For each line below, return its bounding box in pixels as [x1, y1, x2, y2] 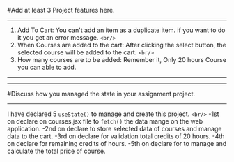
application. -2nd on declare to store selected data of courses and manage [7, 125, 222, 133]
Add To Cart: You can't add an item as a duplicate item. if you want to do [17, 26, 226, 34]
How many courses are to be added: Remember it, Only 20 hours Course [17, 56, 227, 64]
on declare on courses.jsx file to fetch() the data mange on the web [7, 117, 203, 125]
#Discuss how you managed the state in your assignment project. [7, 90, 196, 98]
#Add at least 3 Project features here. [7, 6, 115, 14]
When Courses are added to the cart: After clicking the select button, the [17, 41, 226, 49]
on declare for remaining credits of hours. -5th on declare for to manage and [7, 140, 227, 147]
